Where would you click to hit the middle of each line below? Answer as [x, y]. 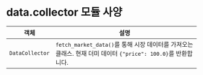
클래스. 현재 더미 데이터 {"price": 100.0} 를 [115, 53]
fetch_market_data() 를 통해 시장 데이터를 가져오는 [124, 44]
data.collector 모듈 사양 [64, 12]
